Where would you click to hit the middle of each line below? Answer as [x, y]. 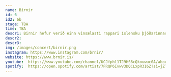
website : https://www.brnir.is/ [39, 57]
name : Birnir [19, 10]
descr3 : [13, 43]
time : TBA [16, 29]
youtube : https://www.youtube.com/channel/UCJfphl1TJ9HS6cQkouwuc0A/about [87, 62]
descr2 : [13, 38]
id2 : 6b [13, 19]
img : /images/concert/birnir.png [41, 48]
